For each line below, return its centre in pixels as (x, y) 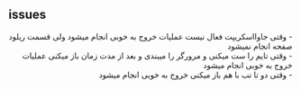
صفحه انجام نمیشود (260, 46)
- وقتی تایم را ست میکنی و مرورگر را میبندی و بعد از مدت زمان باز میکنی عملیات (157, 55)
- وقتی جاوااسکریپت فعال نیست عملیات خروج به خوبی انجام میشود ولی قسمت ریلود (150, 36)
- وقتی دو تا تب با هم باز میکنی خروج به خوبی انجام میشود (196, 75)
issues (27, 15)
